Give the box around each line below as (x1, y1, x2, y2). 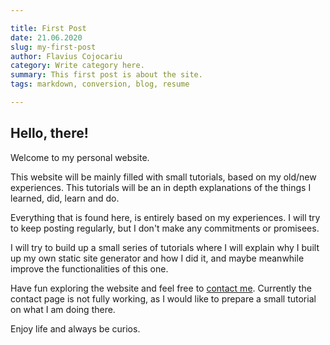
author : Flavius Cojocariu (10, 51, 123, 61)
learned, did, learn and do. (10, 192, 120, 204)
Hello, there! (10, 125, 89, 142)
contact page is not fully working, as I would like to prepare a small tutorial (10, 292, 317, 305)
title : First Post (10, 23, 87, 33)
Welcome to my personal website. (10, 151, 150, 163)
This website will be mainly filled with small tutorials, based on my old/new (10, 171, 317, 183)
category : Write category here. (10, 61, 145, 71)
